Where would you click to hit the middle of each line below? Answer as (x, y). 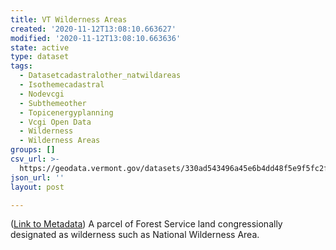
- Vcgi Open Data (55, 122)
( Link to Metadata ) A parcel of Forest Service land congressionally (146, 224)
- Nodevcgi (42, 94)
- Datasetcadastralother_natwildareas (100, 76)
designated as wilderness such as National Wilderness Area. (135, 235)
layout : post (37, 187)
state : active (40, 47)
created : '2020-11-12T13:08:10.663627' (93, 29)
